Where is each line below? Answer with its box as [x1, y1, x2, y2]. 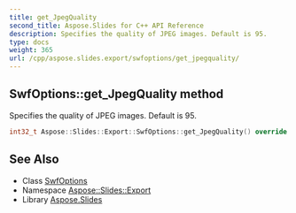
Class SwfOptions [21, 175, 88, 186]
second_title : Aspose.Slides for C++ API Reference [9, 21, 204, 30]
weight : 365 [9, 46, 53, 55]
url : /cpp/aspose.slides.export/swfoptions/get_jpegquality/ [9, 54, 240, 63]
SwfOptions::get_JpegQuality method [9, 87, 224, 102]
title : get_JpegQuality [9, 12, 97, 22]
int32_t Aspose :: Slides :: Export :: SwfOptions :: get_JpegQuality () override [9, 127, 288, 136]
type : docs [9, 37, 50, 47]
